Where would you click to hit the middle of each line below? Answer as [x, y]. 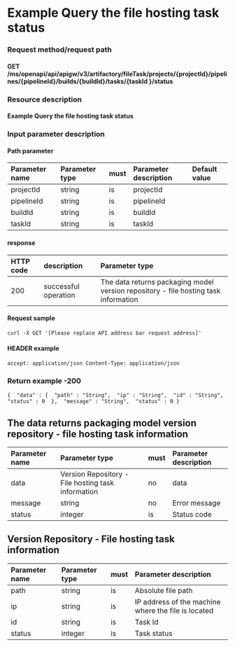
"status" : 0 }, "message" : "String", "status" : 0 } [93, 402]
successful [62, 286]
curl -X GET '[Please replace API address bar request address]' [104, 333]
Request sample [31, 318]
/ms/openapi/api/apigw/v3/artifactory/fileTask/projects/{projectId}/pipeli [117, 74]
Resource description [45, 99]
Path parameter [30, 151]
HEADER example [33, 349]
